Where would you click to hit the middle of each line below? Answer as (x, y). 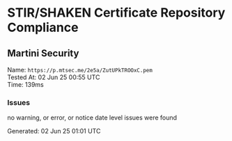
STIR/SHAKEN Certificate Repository (116, 13)
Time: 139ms (25, 84)
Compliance (43, 27)
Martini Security (43, 53)
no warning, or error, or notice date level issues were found (92, 118)
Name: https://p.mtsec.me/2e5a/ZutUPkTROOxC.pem (80, 70)
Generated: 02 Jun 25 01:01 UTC (54, 131)
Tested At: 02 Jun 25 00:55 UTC (54, 77)
